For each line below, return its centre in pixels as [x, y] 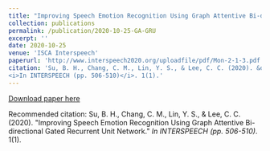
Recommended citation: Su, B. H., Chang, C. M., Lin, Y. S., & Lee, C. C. [125, 114]
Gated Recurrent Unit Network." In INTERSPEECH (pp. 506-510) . [151, 131]
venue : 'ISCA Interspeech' [53, 53]
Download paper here [44, 98]
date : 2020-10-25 [37, 46]
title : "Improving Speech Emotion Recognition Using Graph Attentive [127, 16]
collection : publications [51, 23]
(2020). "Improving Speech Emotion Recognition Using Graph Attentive [126, 122]
